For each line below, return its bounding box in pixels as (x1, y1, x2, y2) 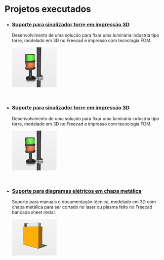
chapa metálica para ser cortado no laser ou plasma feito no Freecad (11, 204, 153, 210)
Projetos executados (4, 3, 91, 15)
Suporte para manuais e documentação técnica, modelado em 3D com (11, 199, 156, 205)
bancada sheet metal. (11, 209, 56, 216)
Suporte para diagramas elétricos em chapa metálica (11, 187, 142, 194)
